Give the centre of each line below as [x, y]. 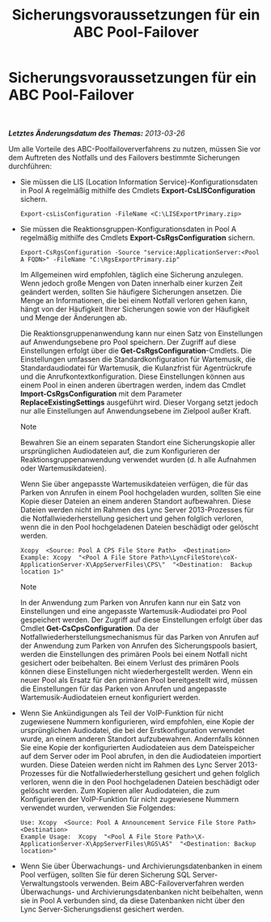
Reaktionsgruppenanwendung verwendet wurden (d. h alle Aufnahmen [138, 459]
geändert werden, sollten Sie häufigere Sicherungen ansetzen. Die [131, 292]
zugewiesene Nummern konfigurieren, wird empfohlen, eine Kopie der [137, 721]
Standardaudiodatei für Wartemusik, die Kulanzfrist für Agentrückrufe [136, 367]
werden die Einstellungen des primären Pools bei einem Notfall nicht [134, 654]
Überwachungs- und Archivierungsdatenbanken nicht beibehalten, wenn [142, 892]
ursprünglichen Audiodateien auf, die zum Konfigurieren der [120, 451]
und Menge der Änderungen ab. [74, 317]
